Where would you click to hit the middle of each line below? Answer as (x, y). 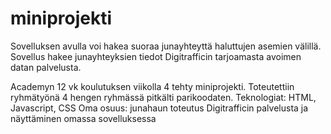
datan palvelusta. (46, 67)
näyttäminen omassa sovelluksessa (83, 118)
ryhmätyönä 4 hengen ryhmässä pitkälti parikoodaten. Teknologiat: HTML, (163, 97)
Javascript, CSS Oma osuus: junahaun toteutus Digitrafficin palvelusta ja (159, 108)
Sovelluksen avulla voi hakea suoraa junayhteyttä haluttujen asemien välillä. (166, 46)
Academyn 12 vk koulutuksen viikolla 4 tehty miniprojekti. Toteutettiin (152, 86)
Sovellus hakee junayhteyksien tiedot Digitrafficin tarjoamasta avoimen (156, 56)
